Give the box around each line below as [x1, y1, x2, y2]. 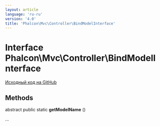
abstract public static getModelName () [5, 107, 86, 112]
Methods [5, 94, 33, 102]
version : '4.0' [5, 16, 36, 21]
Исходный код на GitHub [5, 79, 57, 85]
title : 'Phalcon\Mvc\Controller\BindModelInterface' [5, 21, 116, 26]
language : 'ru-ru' [5, 12, 43, 17]
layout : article [5, 7, 38, 12]
